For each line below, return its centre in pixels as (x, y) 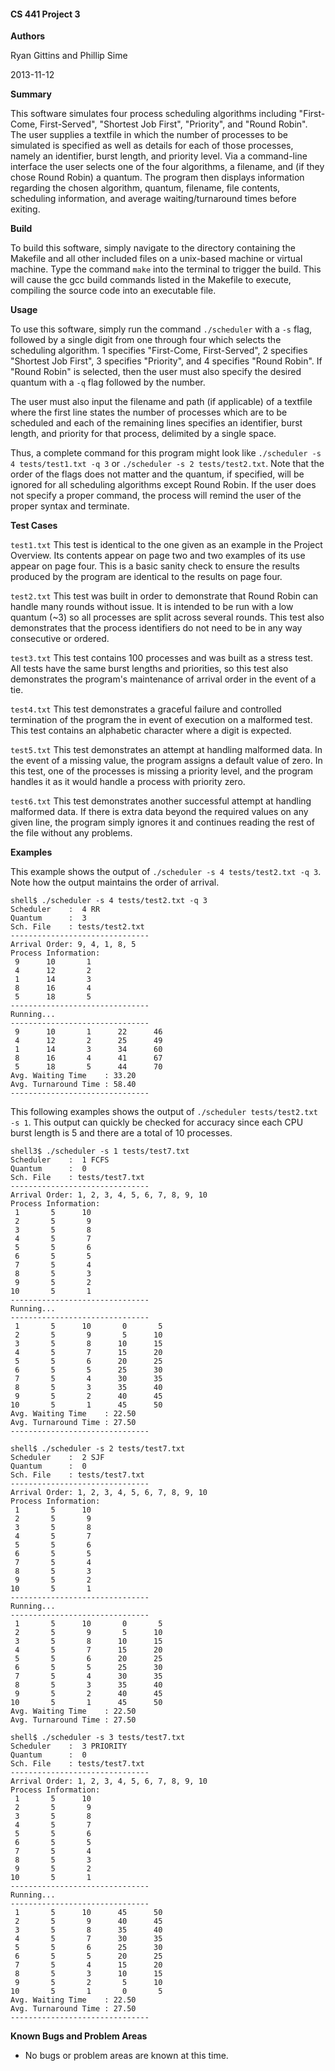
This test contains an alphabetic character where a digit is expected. (151, 731)
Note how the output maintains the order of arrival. (115, 882)
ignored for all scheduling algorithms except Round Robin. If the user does (163, 485)
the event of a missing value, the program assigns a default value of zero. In (166, 761)
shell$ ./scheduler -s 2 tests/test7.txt (98, 1449)
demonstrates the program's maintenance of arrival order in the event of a (163, 679)
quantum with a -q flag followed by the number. (108, 382)
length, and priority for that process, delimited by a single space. (143, 434)
